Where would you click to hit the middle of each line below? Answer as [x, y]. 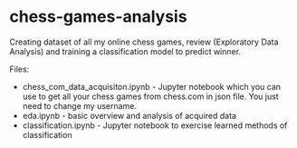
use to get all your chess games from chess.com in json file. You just [150, 96]
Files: [19, 69]
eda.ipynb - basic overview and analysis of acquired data [129, 115]
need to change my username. [80, 105]
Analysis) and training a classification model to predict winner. [125, 51]
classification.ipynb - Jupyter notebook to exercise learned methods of [155, 125]
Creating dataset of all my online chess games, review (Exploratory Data [144, 42]
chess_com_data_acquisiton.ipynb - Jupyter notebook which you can [152, 86]
